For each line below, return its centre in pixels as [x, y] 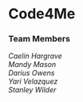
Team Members [39, 39]
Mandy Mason [32, 65]
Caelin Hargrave [35, 56]
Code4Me [42, 14]
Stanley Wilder [32, 90]
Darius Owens [32, 73]
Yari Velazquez [33, 81]
